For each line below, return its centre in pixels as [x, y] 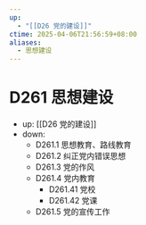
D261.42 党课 [73, 201]
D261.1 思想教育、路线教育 [83, 145]
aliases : [25, 42]
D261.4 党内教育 [65, 179]
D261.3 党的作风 [65, 167]
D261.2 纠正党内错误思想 [81, 156]
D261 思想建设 [61, 98]
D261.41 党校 [72, 189]
